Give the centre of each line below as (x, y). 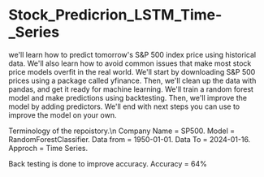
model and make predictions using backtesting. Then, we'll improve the (128, 97)
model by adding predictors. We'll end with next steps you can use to (124, 106)
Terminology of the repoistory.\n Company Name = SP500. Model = (122, 131)
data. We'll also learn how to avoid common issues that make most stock (130, 63)
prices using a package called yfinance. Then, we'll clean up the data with (132, 80)
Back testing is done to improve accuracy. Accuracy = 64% (108, 163)
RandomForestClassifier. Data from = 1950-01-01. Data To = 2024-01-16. (130, 139)
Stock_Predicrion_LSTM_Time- (115, 15)
